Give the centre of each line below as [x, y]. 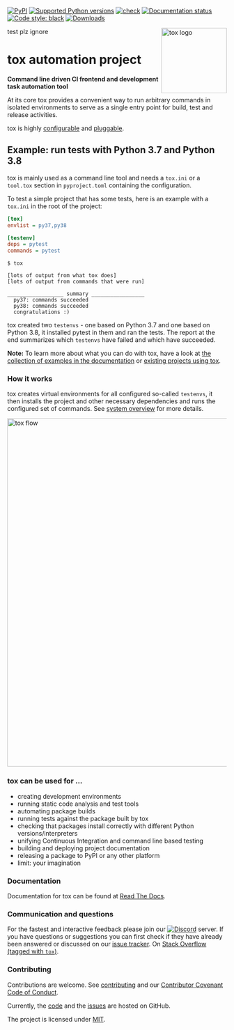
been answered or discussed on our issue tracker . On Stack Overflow [107, 944]
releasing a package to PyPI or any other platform [88, 855]
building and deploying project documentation [83, 848]
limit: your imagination [49, 863]
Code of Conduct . [33, 992]
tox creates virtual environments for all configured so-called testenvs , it [110, 394]
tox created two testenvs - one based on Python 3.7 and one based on [109, 325]
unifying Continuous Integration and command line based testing [110, 841]
